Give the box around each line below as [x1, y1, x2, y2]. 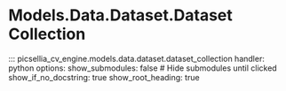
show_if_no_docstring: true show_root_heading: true [8, 72, 201, 82]
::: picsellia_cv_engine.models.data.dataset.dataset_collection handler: [8, 53, 266, 64]
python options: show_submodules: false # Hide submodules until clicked [8, 63, 277, 73]
